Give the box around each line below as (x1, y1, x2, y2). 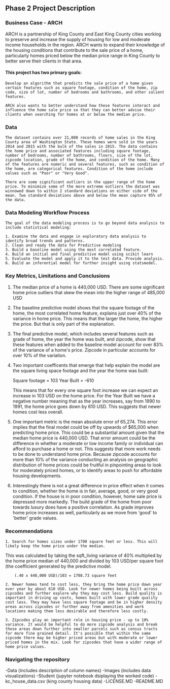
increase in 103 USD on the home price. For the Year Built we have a (12, 392, 156, 398)
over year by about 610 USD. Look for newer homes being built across (5, 586, 158, 591)
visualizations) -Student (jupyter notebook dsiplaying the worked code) (5, 673, 154, 679)
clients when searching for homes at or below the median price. (5, 112, 146, 117)
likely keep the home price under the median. (5, 544, 106, 549)
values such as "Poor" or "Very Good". (5, 171, 90, 176)
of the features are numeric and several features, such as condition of (5, 162, 165, 167)
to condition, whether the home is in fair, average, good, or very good (12, 488, 158, 494)
